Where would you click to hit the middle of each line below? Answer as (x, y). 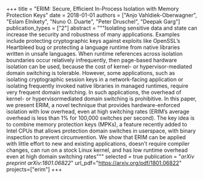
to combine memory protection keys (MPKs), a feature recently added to (97, 124)
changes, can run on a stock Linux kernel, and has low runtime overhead (97, 150)
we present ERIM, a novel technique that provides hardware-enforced (93, 105)
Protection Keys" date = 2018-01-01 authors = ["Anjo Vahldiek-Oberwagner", (102, 15)
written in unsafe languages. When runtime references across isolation (95, 54)
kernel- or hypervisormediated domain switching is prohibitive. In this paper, (101, 99)
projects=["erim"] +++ (34, 169)
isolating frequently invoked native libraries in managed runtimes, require (98, 86)
